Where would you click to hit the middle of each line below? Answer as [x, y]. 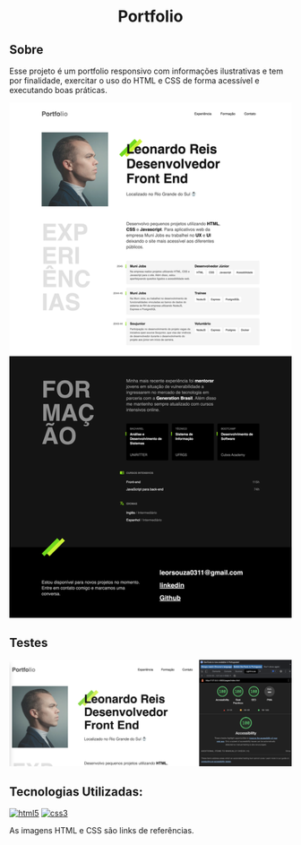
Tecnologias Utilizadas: [76, 792]
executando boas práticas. [58, 90]
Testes [29, 643]
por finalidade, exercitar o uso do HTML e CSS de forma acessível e [134, 81]
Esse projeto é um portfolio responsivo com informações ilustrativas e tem [146, 71]
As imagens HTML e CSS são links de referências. [102, 831]
